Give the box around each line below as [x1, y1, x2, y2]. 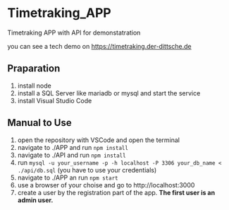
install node [17, 81, 51, 90]
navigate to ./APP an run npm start [17, 173, 118, 182]
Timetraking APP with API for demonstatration [7, 28, 141, 37]
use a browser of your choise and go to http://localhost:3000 [17, 180, 195, 189]
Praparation [7, 62, 61, 75]
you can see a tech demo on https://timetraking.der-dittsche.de [7, 42, 192, 50]
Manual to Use [7, 117, 72, 129]
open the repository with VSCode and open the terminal [17, 136, 180, 144]
